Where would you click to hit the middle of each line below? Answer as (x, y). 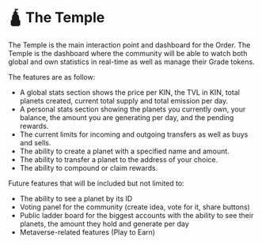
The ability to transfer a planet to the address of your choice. (119, 159)
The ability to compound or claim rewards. (89, 168)
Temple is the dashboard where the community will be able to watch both (128, 53)
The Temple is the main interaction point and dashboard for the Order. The (129, 45)
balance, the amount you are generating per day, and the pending (127, 117)
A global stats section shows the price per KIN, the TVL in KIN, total (129, 92)
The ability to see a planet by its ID (76, 198)
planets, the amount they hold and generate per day (104, 224)
